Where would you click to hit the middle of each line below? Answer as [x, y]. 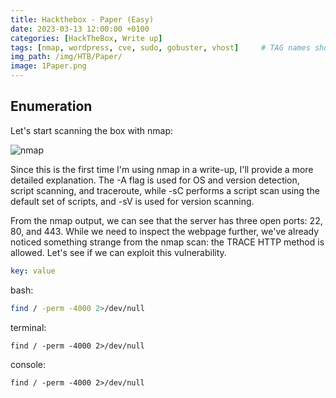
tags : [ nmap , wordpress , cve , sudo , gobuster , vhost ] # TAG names [160, 47]
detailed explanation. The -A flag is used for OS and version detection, [155, 180]
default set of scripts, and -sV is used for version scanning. [132, 201]
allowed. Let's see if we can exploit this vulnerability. [118, 252]
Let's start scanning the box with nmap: [92, 130]
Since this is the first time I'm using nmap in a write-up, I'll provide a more [162, 169]
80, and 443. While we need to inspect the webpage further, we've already [165, 231]
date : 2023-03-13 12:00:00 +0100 [80, 29]
